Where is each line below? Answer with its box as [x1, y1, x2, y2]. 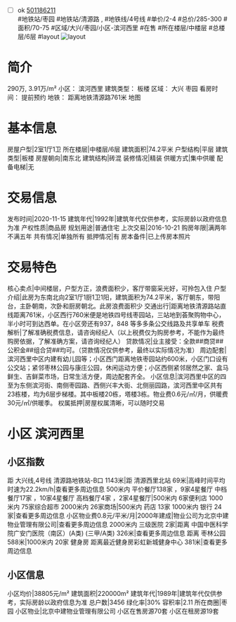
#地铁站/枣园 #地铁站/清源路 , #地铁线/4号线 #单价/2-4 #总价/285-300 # [17, 15, 228, 23]
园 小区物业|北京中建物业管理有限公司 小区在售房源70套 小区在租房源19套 [7, 607, 219, 615]
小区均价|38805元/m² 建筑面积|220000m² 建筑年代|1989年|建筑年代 [7, 589, 204, 597]
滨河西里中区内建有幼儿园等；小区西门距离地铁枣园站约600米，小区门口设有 [7, 354, 228, 363]
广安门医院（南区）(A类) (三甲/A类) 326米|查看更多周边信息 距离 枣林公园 [13, 528, 226, 537]
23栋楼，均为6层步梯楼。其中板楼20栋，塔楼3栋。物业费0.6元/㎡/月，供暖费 [7, 390, 228, 398]
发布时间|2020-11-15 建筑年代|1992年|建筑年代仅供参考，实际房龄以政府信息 [7, 214, 228, 223]
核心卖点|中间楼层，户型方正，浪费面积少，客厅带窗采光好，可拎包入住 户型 [7, 284, 227, 292]
